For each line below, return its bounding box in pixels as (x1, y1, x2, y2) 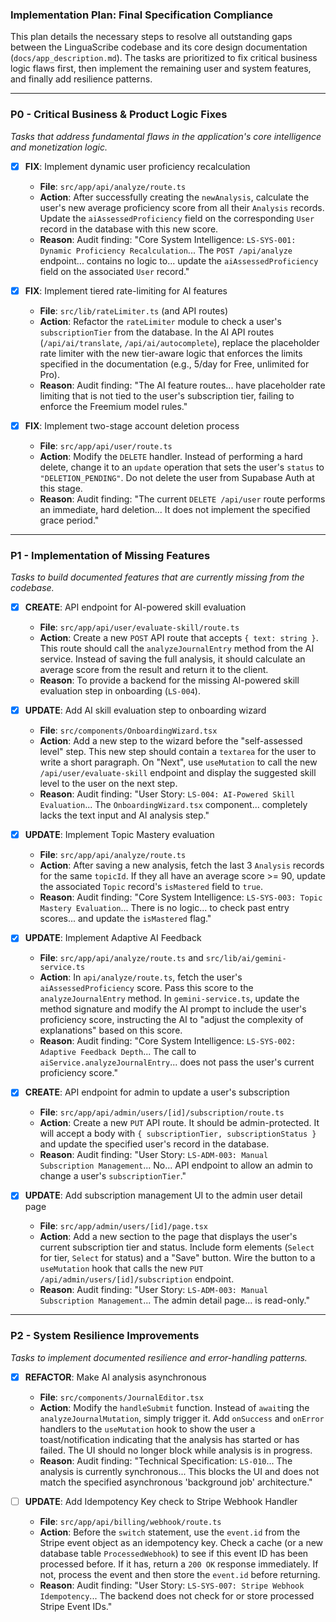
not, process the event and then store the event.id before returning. (39, 1568, 321, 1580)
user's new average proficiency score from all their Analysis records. (39, 201, 325, 213)
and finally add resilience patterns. (10, 73, 153, 85)
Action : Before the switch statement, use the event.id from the (39, 1526, 301, 1538)
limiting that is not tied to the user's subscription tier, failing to (39, 389, 295, 402)
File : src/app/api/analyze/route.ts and (39, 952, 204, 964)
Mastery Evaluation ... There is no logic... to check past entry (39, 902, 290, 914)
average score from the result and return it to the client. (39, 664, 269, 676)
